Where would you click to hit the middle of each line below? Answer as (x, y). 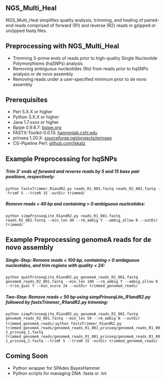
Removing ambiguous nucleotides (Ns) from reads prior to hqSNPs (81, 68)
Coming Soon (27, 356)
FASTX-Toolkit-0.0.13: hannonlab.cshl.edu (55, 133)
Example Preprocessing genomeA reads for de (79, 240)
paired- (152, 20)
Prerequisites (27, 100)
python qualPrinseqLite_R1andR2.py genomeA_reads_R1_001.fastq (72, 277)
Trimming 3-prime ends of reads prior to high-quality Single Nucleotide (85, 58)
